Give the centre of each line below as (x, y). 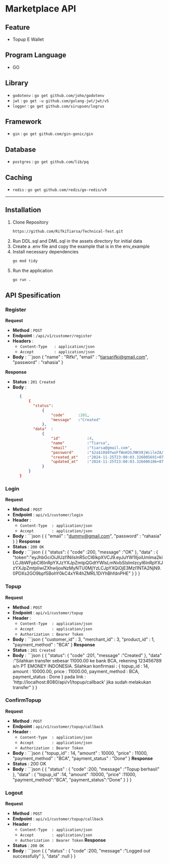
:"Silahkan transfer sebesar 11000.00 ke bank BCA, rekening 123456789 (87, 660)
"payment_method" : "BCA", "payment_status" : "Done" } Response (83, 758)
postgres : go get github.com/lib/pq (51, 162)
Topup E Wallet (28, 39)
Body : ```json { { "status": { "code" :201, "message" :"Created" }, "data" (87, 655)
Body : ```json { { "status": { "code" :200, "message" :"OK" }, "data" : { (85, 552)
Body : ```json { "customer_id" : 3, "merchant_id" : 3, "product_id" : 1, (83, 639)
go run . (22, 279)
